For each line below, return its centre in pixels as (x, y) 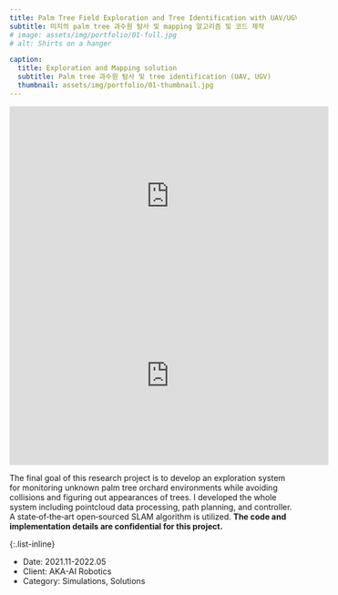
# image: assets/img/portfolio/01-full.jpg (93, 35)
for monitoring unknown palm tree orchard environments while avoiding (143, 487)
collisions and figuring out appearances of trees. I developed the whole (143, 497)
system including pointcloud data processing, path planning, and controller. (151, 507)
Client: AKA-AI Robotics (67, 571)
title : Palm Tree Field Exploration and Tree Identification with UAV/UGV (154, 18)
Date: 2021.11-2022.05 (64, 561)
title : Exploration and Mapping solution (97, 68)
